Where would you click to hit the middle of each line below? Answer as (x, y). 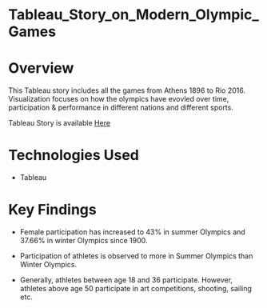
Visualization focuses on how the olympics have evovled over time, (119, 99)
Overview (41, 68)
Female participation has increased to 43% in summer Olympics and (132, 232)
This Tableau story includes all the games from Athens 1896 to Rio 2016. (127, 90)
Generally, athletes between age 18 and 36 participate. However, (126, 280)
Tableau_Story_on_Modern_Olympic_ (134, 15)
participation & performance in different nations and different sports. (121, 108)
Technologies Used (74, 156)
